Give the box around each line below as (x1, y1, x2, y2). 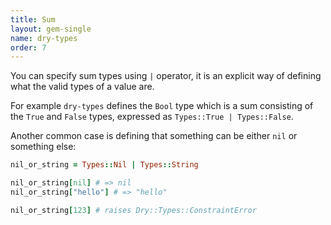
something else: (10, 141, 77, 153)
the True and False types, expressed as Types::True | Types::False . (10, 111, 294, 123)
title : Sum (10, 14, 56, 25)
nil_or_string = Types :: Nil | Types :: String (10, 160, 199, 170)
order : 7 (10, 42, 47, 53)
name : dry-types (10, 33, 78, 43)
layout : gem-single (10, 24, 92, 34)
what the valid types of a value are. (10, 81, 155, 93)
